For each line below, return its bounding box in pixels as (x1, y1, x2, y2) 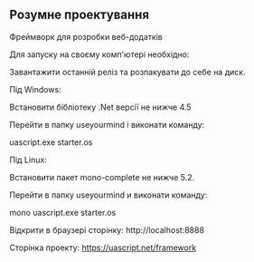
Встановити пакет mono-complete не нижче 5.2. (9, 171, 195, 182)
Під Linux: (9, 154, 47, 165)
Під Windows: (9, 83, 61, 94)
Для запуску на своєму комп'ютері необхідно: (9, 49, 190, 60)
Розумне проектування (9, 7, 150, 23)
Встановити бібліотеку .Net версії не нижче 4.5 (9, 102, 192, 112)
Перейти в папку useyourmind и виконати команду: (9, 189, 208, 200)
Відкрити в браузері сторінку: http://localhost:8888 (9, 224, 205, 235)
